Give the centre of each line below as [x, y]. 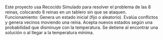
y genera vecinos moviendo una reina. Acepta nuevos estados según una [79, 22]
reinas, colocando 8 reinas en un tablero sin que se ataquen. [66, 12]
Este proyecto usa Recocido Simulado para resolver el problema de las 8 [78, 7]
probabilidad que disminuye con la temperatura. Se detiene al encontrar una [81, 27]
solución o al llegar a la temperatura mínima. [50, 33]
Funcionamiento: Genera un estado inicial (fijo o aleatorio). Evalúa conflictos [81, 17]
